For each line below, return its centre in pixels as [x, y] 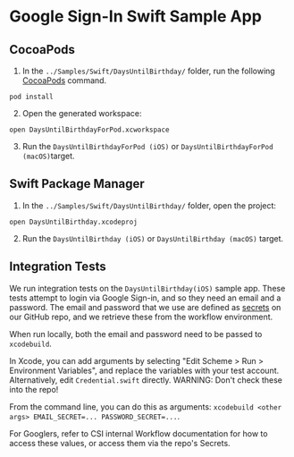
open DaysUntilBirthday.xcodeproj [74, 222]
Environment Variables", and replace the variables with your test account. [144, 370]
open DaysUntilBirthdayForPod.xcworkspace [89, 130]
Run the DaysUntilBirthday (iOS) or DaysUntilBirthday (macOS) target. [153, 238]
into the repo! [34, 389]
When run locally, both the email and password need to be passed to [136, 334]
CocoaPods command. [64, 80]
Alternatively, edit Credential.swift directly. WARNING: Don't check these [146, 380]
